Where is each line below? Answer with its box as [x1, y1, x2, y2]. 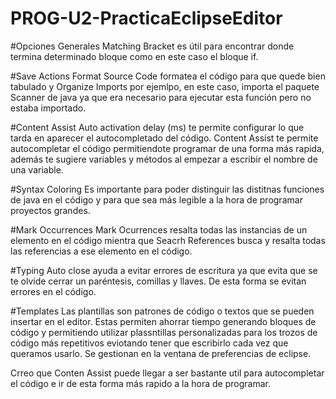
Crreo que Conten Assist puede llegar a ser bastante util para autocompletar [10, 367, 325, 379]
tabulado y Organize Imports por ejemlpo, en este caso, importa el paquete [10, 80, 320, 92]
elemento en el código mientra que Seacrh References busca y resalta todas [10, 234, 326, 246]
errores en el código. [10, 285, 97, 297]
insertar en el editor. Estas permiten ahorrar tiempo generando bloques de [10, 315, 317, 327]
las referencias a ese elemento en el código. [10, 245, 193, 257]
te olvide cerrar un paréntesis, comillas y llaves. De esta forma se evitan [10, 275, 307, 287]
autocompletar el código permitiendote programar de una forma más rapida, [10, 142, 325, 154]
